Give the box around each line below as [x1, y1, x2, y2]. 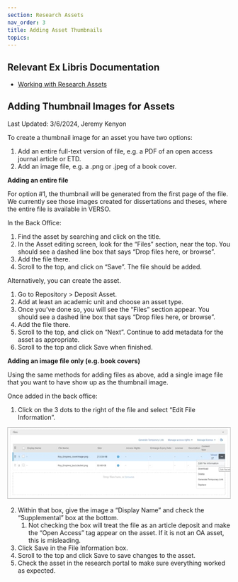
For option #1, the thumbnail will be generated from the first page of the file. [7, 189, 229, 198]
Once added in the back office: [7, 392, 98, 400]
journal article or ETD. [17, 154, 81, 163]
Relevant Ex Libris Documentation [7, 61, 160, 73]
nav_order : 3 [7, 18, 46, 26]
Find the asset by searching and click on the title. [17, 232, 161, 241]
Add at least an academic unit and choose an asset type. [17, 297, 184, 306]
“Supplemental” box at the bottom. [17, 513, 119, 522]
